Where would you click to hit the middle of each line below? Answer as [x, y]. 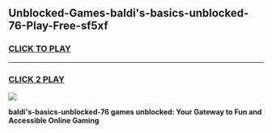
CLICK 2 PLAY [36, 79]
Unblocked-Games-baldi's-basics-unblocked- [129, 13]
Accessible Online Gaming [54, 120]
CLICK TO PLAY [40, 49]
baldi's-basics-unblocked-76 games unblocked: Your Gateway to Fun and [135, 111]
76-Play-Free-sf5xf [58, 26]
